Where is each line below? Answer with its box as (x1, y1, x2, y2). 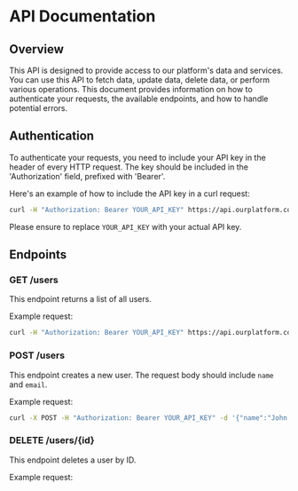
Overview (9, 42, 65, 57)
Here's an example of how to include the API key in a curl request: (9, 188, 250, 199)
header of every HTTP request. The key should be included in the (9, 162, 248, 172)
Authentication (9, 129, 95, 144)
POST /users (9, 349, 65, 361)
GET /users (9, 273, 59, 286)
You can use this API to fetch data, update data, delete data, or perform (9, 75, 271, 85)
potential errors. (9, 103, 68, 113)
